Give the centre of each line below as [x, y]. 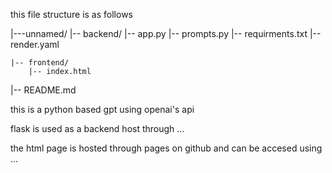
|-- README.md [43, 90]
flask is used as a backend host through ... [97, 128]
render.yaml [35, 44]
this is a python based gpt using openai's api [102, 109]
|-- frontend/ [40, 63]
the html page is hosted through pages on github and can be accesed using [166, 148]
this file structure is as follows [71, 14]
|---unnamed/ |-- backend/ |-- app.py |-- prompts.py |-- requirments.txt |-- [166, 33]
